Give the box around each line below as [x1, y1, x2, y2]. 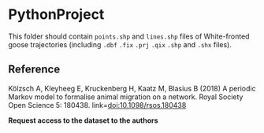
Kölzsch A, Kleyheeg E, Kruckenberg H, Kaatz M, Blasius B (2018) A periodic [8, 83, 256, 93]
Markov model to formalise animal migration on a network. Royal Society [8, 92, 244, 102]
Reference [8, 63, 61, 76]
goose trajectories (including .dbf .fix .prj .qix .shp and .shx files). [8, 39, 232, 49]
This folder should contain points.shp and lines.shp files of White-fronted [8, 31, 250, 41]
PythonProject [8, 6, 105, 24]
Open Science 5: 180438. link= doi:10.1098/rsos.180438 [8, 100, 187, 109]
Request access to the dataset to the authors [8, 116, 159, 125]
